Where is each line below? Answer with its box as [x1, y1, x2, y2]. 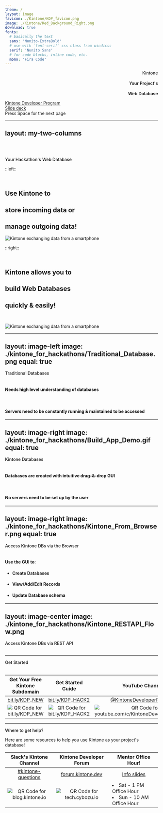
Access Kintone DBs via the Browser [5, 542, 79, 549]
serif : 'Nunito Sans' [9, 48, 53, 52]
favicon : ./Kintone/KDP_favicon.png [5, 16, 79, 21]
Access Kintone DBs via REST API [5, 641, 74, 646]
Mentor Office [117, 754, 150, 761]
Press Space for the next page [5, 110, 66, 117]
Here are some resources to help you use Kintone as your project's [5, 737, 139, 743]
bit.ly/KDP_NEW [7, 696, 44, 703]
